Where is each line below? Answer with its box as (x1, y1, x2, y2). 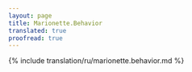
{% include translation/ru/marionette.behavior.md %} (8, 56, 185, 66)
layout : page (8, 11, 52, 20)
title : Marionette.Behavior (8, 19, 103, 27)
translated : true (8, 26, 67, 34)
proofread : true (8, 34, 63, 42)
